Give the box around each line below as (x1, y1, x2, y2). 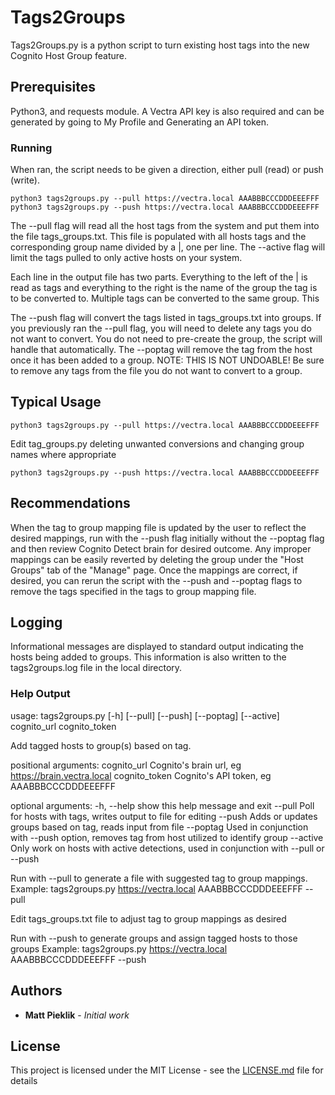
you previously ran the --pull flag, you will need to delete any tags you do (10, 322, 312, 335)
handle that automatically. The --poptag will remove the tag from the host (10, 344, 313, 356)
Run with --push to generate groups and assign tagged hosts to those (10, 932, 298, 944)
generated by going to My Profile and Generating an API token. (10, 116, 270, 128)
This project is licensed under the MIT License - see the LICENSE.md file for (10, 1064, 324, 1076)
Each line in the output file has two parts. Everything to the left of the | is (10, 271, 308, 283)
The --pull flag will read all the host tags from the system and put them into (10, 220, 320, 232)
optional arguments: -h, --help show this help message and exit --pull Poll (10, 799, 315, 811)
